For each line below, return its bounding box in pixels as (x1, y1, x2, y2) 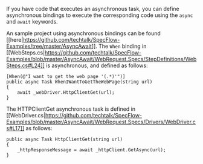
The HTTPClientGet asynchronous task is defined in (6, 105, 136, 113)
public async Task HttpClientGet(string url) (6, 136, 123, 142)
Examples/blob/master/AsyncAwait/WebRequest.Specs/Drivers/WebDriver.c (6, 118, 196, 125)
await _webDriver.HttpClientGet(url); (17, 90, 115, 96)
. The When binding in (95, 42, 147, 50)
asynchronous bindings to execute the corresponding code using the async (6, 11, 193, 19)
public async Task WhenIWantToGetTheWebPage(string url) (6, 79, 153, 85)
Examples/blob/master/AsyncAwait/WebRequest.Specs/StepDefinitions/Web (6, 56, 197, 62)
